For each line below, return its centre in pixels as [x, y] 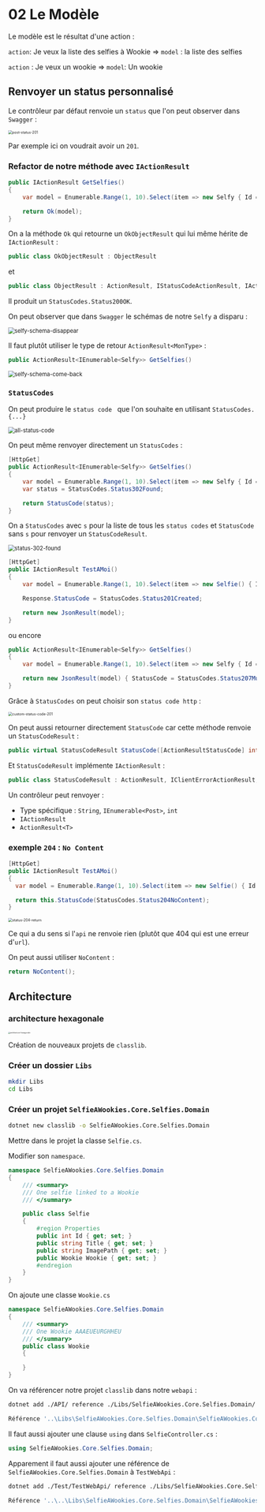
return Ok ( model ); [52, 211]
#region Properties [69, 1229]
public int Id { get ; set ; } [84, 1236]
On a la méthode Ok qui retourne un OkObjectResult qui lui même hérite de [128, 233]
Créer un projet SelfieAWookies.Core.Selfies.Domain [109, 1109]
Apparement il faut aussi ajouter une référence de [89, 1463]
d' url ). [19, 942]
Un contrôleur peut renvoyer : [56, 795]
